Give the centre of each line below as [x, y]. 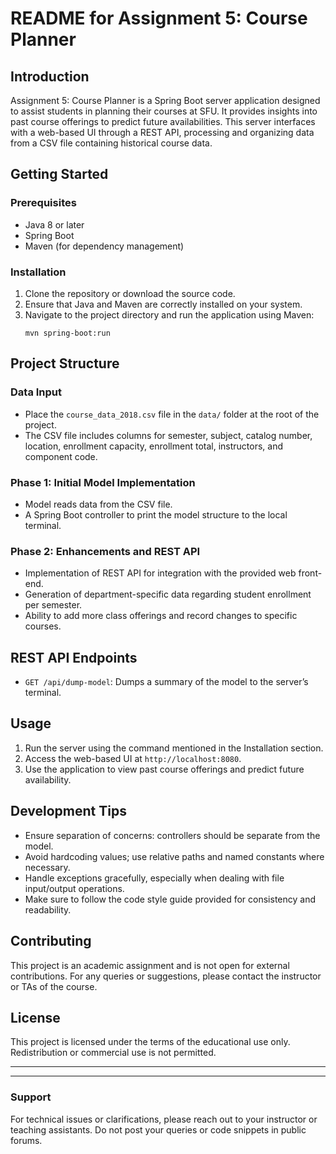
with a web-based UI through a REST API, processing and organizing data [162, 132]
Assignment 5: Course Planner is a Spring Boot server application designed [165, 100]
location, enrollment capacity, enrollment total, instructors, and [154, 446]
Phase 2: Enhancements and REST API [105, 551]
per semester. [53, 605]
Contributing [51, 941]
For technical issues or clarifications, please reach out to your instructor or [164, 1119]
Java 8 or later [54, 224]
